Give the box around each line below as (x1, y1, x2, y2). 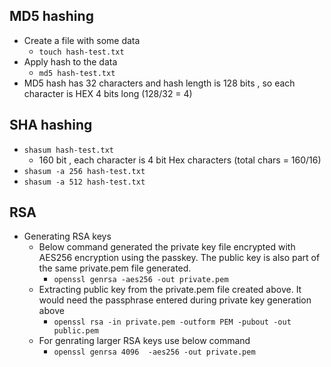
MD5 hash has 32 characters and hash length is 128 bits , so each (23, 77, 296, 89)
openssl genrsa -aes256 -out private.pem (53, 275, 229, 285)
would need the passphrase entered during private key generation (38, 294, 312, 306)
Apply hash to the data (23, 55, 118, 68)
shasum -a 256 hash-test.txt (23, 166, 146, 176)
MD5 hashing (9, 8, 94, 25)
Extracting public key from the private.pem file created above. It (38, 284, 302, 296)
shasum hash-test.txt (23, 145, 114, 155)
